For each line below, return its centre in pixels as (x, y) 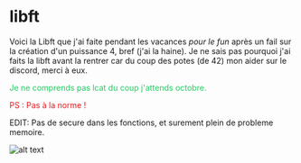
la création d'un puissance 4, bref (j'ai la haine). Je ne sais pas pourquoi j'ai (150, 50)
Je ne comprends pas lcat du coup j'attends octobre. (108, 87)
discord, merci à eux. (49, 70)
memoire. (27, 131)
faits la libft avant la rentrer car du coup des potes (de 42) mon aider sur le (148, 60)
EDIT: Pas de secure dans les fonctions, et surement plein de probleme (141, 122)
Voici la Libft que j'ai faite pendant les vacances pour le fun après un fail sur (150, 41)
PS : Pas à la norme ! (48, 104)
